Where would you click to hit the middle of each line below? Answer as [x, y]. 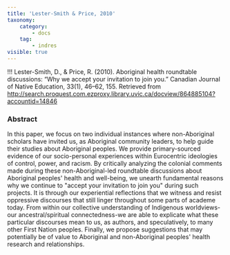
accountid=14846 [32, 101]
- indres [45, 46]
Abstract [22, 119]
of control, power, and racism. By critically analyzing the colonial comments [115, 164]
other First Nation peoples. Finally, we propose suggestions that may [105, 229]
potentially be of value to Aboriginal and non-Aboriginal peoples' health [109, 237]
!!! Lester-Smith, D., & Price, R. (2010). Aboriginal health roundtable [102, 72]
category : [34, 26]
